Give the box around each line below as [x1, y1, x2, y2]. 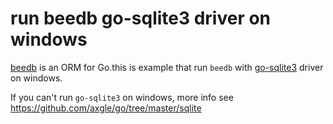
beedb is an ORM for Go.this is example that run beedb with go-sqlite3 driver [10, 61, 324, 73]
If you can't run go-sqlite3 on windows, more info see [10, 91, 234, 103]
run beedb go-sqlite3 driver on [10, 7, 272, 30]
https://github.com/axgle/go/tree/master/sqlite [10, 102, 202, 114]
